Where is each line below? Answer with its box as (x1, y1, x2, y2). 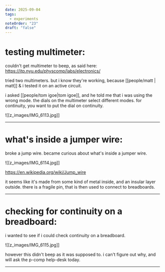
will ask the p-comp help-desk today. (5, 256, 81, 263)
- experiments (9, 16, 38, 21)
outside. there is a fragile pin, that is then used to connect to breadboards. (5, 184, 156, 190)
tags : (5, 12, 16, 17)
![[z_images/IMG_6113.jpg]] (5, 112, 60, 118)
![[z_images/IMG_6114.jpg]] (5, 160, 60, 165)
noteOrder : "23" (5, 21, 38, 26)
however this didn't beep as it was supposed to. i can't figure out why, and (5, 251, 156, 257)
